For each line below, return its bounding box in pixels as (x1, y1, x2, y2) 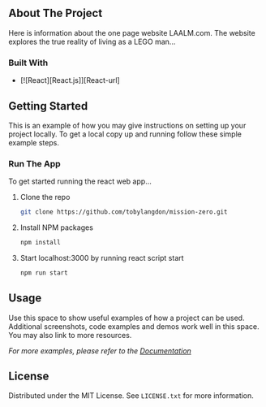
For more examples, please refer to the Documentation (8, 345, 192, 356)
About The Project (8, 6, 103, 20)
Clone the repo (19, 193, 71, 202)
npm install (19, 239, 61, 247)
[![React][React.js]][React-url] (19, 76, 120, 85)
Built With (8, 57, 49, 68)
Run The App (8, 158, 61, 169)
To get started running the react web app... (8, 176, 152, 186)
